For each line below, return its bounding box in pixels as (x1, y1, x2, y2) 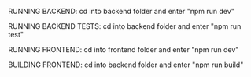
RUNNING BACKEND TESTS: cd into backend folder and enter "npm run (8, 22, 242, 30)
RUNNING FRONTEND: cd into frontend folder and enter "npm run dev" (8, 45, 239, 54)
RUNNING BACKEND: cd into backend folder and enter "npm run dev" (8, 7, 234, 16)
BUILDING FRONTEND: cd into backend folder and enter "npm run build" (8, 60, 244, 69)
